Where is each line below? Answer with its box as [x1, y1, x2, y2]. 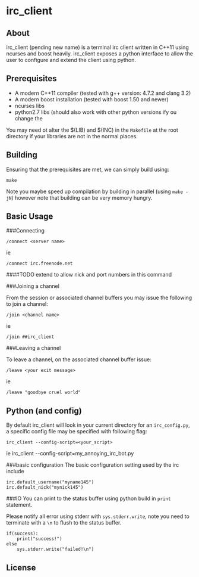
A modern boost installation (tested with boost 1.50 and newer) [14, 95, 169, 103]
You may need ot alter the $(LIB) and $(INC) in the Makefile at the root [6, 126, 178, 134]
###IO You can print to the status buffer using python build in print [6, 495, 171, 502]
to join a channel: [6, 300, 49, 308]
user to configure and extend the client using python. [6, 57, 137, 63]
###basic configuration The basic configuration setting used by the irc [6, 461, 179, 469]
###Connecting [6, 227, 45, 234]
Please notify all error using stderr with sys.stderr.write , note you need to [6, 513, 190, 520]
